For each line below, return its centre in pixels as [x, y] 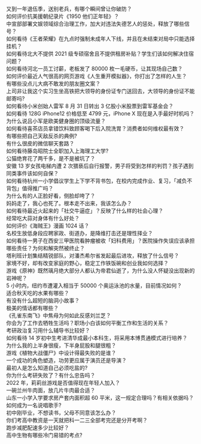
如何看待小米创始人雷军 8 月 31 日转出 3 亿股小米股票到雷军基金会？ [90, 106]
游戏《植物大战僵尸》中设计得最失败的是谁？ [61, 353]
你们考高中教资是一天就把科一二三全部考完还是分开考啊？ [77, 420]
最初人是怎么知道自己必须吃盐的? [47, 368]
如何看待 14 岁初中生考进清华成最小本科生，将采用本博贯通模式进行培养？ [97, 338]
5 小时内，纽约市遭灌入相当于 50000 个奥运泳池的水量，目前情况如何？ [94, 285]
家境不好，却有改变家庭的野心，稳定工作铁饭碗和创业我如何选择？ [87, 263]
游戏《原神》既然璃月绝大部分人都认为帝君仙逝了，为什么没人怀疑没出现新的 [100, 270]
